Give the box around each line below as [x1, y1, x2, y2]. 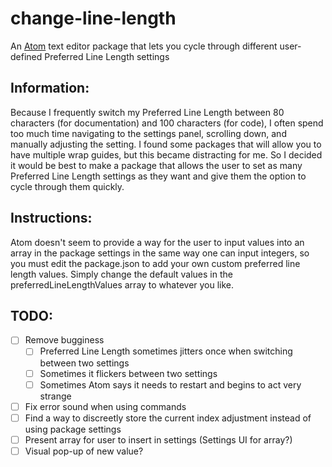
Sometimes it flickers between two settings [39, 367, 218, 379]
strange [39, 390, 72, 402]
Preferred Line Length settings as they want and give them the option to [10, 170, 307, 182]
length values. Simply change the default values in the [10, 268, 233, 280]
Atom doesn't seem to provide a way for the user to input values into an [10, 236, 305, 248]
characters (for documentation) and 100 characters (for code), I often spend [10, 117, 324, 129]
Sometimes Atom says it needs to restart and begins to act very [39, 378, 302, 391]
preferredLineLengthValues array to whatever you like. [10, 278, 235, 291]
